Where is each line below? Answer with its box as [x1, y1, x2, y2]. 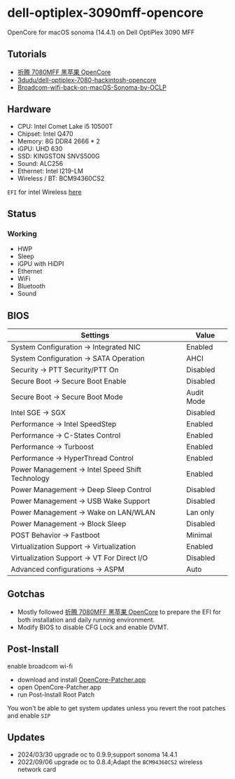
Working [7, 229, 37, 239]
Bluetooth [17, 282, 45, 290]
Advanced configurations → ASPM [10, 565, 124, 575]
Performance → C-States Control [10, 430, 121, 440]
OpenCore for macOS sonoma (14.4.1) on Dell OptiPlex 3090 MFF [7, 28, 195, 36]
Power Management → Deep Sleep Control [10, 485, 152, 495]
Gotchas [7, 588, 45, 600]
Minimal [186, 531, 213, 540]
